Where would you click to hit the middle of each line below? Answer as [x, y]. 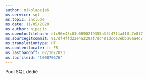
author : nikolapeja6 [27, 10]
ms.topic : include [25, 19]
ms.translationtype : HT [31, 43]
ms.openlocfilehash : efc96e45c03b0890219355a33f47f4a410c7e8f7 [74, 34]
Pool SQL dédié [22, 72]
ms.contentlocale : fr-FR [32, 48]
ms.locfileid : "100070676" [34, 57]
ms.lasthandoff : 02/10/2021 [35, 52]
